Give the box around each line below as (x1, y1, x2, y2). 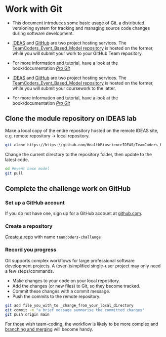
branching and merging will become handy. (5, 326, 93, 332)
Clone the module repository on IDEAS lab (5, 115, 137, 123)
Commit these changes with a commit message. (12, 288, 110, 294)
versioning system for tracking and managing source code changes (12, 25, 150, 31)
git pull (5, 170, 23, 176)
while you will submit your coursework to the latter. (12, 85, 116, 91)
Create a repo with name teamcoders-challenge (5, 234, 101, 240)
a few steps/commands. (5, 268, 54, 274)
